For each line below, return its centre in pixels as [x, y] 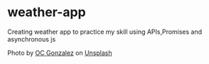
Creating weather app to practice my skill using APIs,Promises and [105, 32]
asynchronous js [32, 39]
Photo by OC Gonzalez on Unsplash [60, 53]
